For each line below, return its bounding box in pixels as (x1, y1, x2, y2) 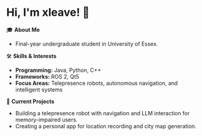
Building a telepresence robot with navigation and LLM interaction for (15, 109, 190, 116)
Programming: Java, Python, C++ (15, 66, 102, 74)
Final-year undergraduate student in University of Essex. (15, 40, 158, 48)
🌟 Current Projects (6, 98, 55, 105)
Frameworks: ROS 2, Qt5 (15, 73, 80, 80)
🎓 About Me (6, 26, 40, 33)
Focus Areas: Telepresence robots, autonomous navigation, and (15, 79, 178, 87)
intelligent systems (15, 85, 63, 93)
